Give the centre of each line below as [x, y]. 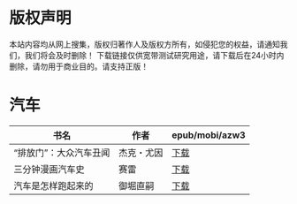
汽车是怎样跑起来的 [54, 185]
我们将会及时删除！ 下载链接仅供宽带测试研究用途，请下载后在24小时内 [154, 55]
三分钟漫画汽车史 [49, 169]
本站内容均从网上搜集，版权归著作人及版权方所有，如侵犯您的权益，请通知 [145, 44]
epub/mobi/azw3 [209, 135]
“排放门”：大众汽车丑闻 [62, 153]
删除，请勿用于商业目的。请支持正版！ [79, 66]
